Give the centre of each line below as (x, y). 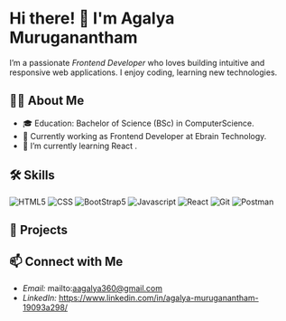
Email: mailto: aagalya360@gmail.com (92, 288)
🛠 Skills (32, 175)
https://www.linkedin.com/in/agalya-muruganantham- (158, 297)
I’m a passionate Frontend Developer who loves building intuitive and (137, 62)
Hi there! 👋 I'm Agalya (92, 19)
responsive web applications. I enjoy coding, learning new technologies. (143, 72)
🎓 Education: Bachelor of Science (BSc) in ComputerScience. (138, 123)
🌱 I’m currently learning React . (80, 146)
